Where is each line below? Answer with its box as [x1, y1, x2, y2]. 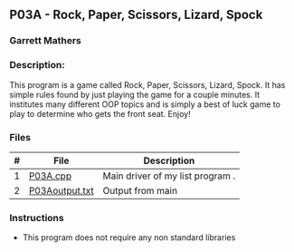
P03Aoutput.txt [28, 184, 94, 197]
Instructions [9, 211, 65, 224]
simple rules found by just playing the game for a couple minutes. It [9, 89, 261, 100]
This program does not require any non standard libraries [22, 232, 236, 243]
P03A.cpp [28, 170, 72, 182]
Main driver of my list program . [102, 170, 236, 182]
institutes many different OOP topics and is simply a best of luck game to [9, 99, 280, 110]
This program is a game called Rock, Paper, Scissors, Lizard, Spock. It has [9, 79, 286, 90]
